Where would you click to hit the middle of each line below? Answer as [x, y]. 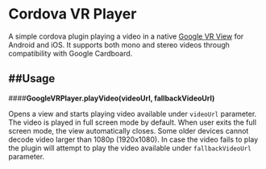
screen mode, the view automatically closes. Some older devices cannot [129, 130]
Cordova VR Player [73, 14]
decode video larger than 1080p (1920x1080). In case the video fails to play [133, 139]
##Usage [32, 78]
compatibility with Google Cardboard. [71, 53]
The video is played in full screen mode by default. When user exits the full [132, 122]
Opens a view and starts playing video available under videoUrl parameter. [133, 113]
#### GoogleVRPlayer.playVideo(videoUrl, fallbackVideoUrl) [112, 98]
